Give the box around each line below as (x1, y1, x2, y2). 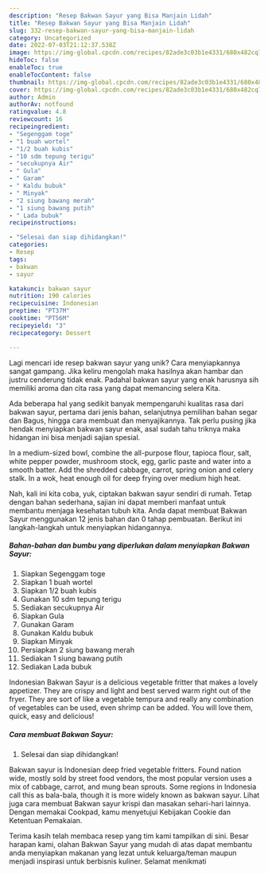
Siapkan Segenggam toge (20, 569, 106, 579)
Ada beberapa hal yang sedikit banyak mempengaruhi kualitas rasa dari (9, 399, 244, 408)
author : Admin (9, 93, 56, 101)
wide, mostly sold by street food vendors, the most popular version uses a (9, 774, 253, 783)
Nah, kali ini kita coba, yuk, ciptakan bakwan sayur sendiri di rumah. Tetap (9, 489, 253, 498)
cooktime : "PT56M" (9, 314, 70, 322)
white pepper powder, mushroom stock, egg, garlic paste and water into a (9, 456, 251, 466)
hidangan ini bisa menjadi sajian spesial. (9, 432, 141, 442)
